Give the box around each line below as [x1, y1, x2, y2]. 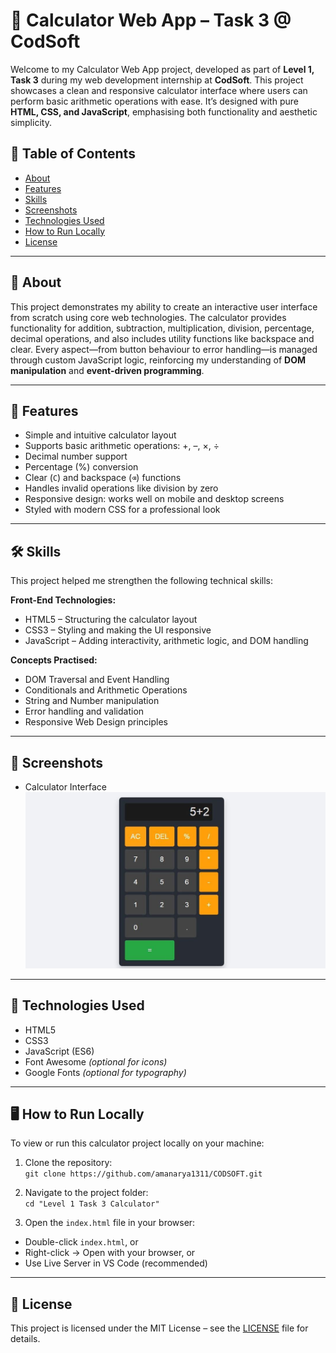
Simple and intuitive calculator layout [24, 429, 177, 441]
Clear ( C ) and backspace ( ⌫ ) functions [24, 472, 182, 484]
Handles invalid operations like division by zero [24, 482, 219, 494]
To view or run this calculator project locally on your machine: [10, 1137, 265, 1149]
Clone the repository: [24, 1157, 113, 1169]
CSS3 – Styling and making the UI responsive [24, 624, 212, 636]
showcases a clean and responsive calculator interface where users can [10, 84, 308, 96]
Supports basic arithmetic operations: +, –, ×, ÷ [24, 440, 220, 452]
